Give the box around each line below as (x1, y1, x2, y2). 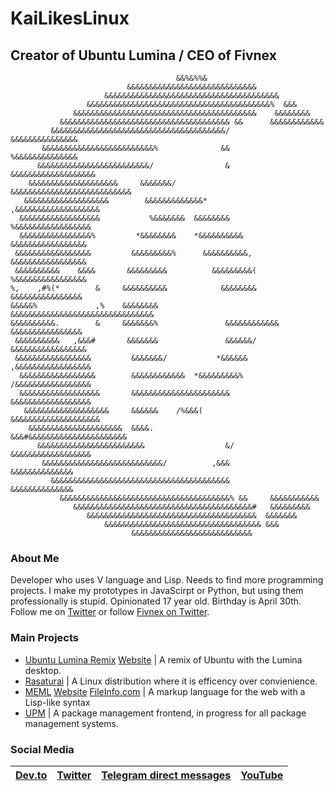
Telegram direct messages (101, 768, 232, 782)
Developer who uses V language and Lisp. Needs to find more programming (10, 574, 324, 586)
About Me (10, 551, 60, 565)
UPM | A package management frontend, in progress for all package (24, 707, 307, 719)
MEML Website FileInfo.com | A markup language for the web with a (24, 685, 306, 697)
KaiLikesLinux (10, 7, 130, 30)
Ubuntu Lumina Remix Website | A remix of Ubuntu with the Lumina (24, 653, 303, 666)
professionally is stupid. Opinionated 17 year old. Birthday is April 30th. (10, 595, 302, 607)
